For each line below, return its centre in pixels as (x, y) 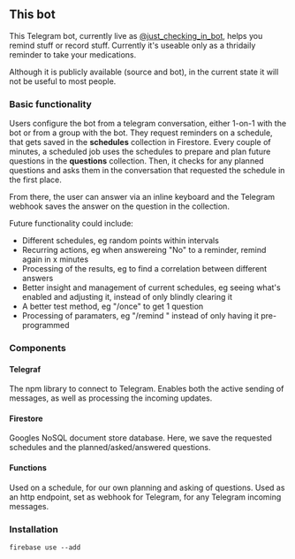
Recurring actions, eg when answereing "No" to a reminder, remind (144, 250)
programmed (45, 325)
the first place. (35, 180)
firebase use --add (45, 548)
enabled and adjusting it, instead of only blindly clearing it (127, 297)
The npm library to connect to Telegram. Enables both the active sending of (147, 389)
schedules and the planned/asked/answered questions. (110, 448)
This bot (32, 15)
